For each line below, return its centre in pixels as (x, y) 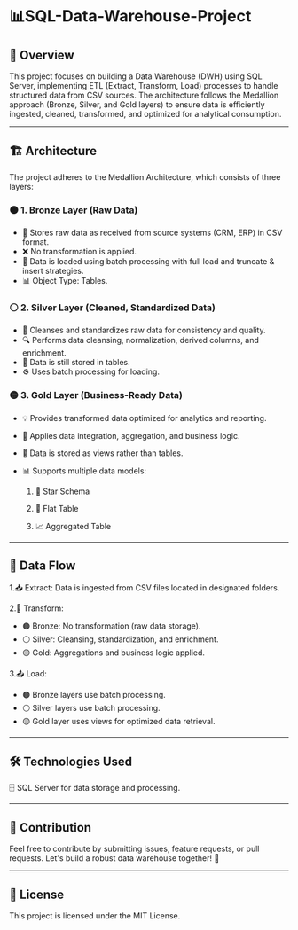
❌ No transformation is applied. (79, 252)
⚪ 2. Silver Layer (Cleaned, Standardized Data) (112, 308)
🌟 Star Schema (63, 491)
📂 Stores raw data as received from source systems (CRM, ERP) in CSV (152, 233)
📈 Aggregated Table (73, 526)
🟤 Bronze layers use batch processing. (94, 694)
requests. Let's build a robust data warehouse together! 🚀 (114, 858)
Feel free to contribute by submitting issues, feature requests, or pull (134, 849)
